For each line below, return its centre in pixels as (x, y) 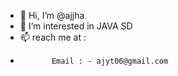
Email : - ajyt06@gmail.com (110, 61)
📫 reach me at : (53, 37)
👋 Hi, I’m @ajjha (52, 15)
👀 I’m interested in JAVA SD (76, 26)
